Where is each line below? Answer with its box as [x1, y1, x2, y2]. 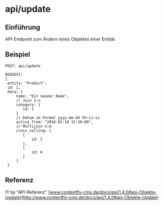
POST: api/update [5, 63, 41, 68]
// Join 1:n [16, 98, 41, 103]
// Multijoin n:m [16, 124, 52, 129]
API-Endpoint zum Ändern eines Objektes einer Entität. [5, 36, 116, 42]
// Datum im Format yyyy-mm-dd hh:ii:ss [16, 115, 100, 120]
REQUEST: [5, 72, 23, 77]
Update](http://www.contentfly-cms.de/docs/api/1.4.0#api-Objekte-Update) [5, 194, 159, 200]
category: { [16, 102, 41, 107]
